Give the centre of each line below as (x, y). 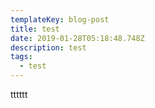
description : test (48, 47)
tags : (21, 57)
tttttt (19, 94)
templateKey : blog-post (60, 19)
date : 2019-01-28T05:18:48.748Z (77, 38)
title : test (35, 29)
